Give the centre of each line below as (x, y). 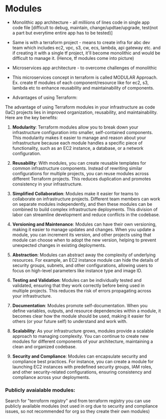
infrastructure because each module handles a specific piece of (77, 143)
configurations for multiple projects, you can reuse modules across (81, 173)
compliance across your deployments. (51, 377)
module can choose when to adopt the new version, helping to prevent (84, 240)
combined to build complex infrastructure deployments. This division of (85, 209)
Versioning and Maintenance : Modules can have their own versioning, (84, 224)
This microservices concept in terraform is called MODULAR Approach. (85, 77)
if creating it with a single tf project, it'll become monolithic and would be (86, 53)
